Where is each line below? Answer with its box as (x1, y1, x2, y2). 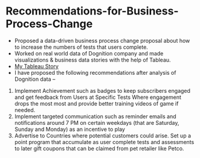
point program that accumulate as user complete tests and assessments (14, 138, 195, 145)
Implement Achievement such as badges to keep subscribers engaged (14, 87, 191, 94)
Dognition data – (14, 75, 56, 83)
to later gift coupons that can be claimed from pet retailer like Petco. (14, 145, 184, 152)
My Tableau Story (14, 62, 59, 70)
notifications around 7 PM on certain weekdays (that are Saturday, (14, 119, 179, 126)
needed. (14, 106, 36, 113)
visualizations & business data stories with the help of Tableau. (14, 56, 171, 63)
